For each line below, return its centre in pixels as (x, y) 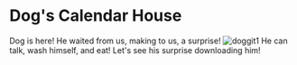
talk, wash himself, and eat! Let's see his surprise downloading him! (135, 50)
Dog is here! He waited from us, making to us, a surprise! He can (148, 41)
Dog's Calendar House (96, 16)
